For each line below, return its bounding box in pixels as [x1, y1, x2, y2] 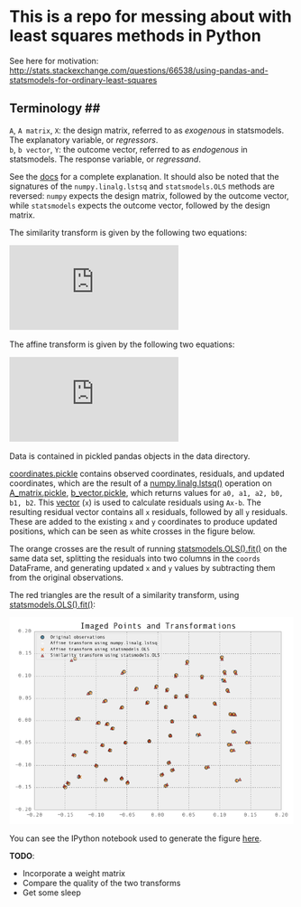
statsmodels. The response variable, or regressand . [9, 154, 201, 164]
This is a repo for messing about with [9, 6, 292, 27]
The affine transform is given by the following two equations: [9, 339, 235, 350]
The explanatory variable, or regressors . [9, 134, 159, 145]
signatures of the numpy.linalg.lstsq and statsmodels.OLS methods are [9, 181, 275, 192]
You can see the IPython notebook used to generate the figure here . [9, 833, 262, 844]
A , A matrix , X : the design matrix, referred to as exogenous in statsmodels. [9, 125, 285, 136]
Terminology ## [9, 101, 101, 117]
